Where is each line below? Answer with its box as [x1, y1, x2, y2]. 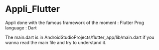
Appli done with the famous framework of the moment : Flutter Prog [5, 20, 145, 25]
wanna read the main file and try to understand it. [5, 39, 107, 45]
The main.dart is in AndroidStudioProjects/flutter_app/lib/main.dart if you [5, 34, 155, 40]
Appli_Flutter [5, 3, 60, 15]
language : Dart [5, 25, 37, 30]
